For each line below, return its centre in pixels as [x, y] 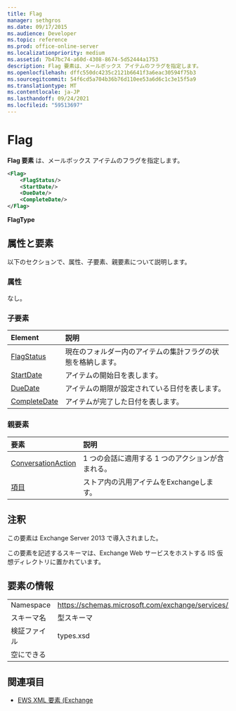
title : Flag [25, 14]
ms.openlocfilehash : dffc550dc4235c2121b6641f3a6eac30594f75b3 [102, 72]
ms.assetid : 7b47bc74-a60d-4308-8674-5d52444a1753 [83, 60]
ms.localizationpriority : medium [56, 53]
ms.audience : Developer [42, 33]
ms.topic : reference [38, 40]
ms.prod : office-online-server [53, 46]
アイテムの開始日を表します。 [114, 375]
